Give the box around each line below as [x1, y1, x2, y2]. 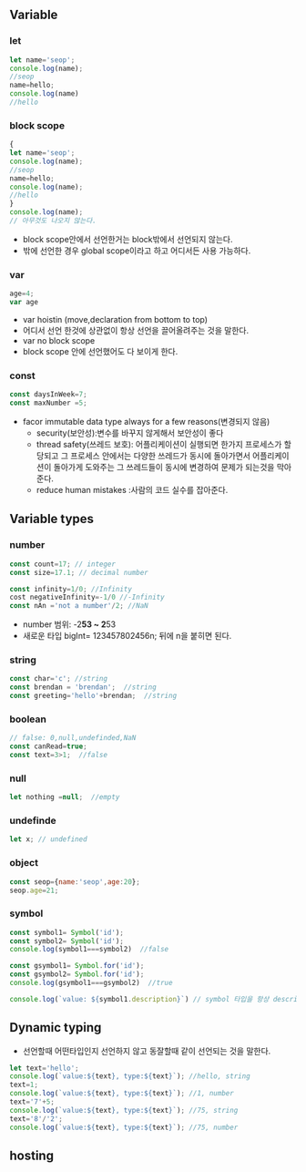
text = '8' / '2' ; [9, 1114, 64, 1124]
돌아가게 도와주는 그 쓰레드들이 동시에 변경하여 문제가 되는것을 [53, 462, 275, 473]
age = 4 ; [9, 289, 35, 299]
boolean [9, 713, 47, 725]
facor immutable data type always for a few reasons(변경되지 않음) [22, 416, 270, 427]
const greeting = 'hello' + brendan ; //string [9, 692, 178, 701]
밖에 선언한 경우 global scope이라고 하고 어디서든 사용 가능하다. [22, 245, 251, 256]
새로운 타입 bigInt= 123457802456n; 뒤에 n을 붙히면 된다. [22, 631, 232, 642]
